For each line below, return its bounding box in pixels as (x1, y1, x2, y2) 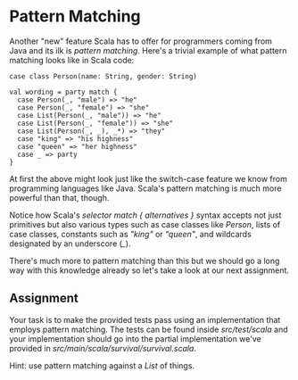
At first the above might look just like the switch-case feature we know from (9, 173, 287, 184)
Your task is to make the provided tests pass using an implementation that (9, 314, 281, 325)
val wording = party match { (9, 87, 118, 96)
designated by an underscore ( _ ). (9, 238, 131, 249)
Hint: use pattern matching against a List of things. (9, 359, 195, 371)
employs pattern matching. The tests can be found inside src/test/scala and (9, 324, 288, 335)
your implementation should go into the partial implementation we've (9, 333, 261, 344)
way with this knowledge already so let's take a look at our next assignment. (9, 265, 290, 276)
